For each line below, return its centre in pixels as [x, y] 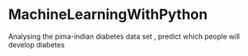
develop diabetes [37, 44]
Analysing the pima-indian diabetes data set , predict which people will [124, 36]
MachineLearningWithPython [108, 15]
